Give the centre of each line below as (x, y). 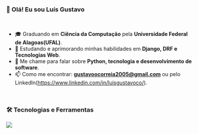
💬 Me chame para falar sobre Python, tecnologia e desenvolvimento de (103, 61)
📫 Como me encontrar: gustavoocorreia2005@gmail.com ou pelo (98, 74)
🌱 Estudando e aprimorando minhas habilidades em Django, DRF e (96, 49)
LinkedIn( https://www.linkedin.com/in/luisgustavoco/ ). (81, 83)
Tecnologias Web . (37, 55)
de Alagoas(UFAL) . (38, 43)
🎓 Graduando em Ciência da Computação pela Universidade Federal (101, 34)
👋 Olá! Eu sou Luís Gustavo (45, 9)
